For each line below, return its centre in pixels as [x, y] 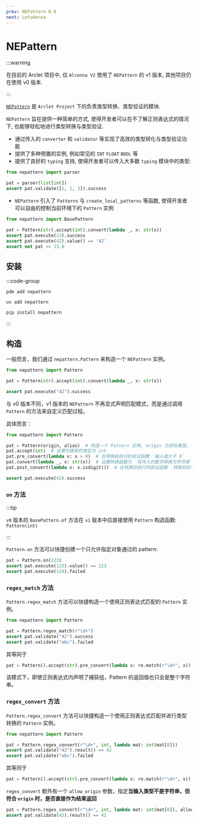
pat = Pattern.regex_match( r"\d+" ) [50, 631]
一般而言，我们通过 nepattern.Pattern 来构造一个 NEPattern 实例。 [87, 359]
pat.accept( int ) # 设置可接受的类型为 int [56, 451]
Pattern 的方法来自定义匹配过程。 [47, 411]
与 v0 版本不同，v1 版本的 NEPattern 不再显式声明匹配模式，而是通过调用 [94, 404]
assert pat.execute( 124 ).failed [46, 571]
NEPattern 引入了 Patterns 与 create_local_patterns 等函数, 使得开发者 [101, 201]
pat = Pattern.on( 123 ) [34, 561]
